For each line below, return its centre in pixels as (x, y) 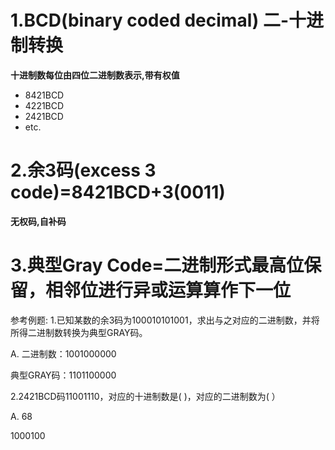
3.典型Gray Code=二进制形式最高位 (157, 265)
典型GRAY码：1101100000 (63, 375)
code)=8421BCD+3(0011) (118, 192)
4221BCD (44, 105)
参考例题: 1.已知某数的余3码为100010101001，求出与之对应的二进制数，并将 (165, 320)
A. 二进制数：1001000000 (63, 353)
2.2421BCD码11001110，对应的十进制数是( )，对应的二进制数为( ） (145, 396)
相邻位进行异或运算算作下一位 (168, 290)
